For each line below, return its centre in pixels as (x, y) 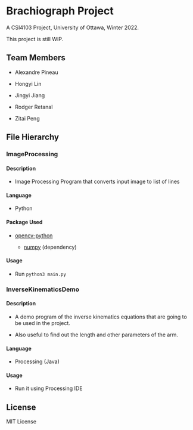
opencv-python (34, 235)
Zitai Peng (27, 118)
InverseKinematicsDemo (43, 289)
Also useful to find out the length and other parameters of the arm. (96, 335)
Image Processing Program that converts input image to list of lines (97, 182)
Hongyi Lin (28, 83)
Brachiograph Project (60, 11)
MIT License (21, 422)
